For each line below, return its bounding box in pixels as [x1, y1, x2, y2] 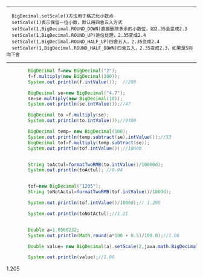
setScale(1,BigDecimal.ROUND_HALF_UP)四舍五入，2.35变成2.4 [11, 39, 160, 45]
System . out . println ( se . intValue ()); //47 [28, 101, 131, 107]
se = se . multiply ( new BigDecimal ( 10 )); [28, 95, 123, 101]
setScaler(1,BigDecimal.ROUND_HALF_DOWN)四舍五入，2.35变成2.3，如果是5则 [11, 45, 193, 51]
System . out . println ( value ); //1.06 [28, 254, 115, 260]
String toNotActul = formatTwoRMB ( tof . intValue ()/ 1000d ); [28, 189, 172, 195]
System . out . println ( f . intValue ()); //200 [28, 79, 137, 85]
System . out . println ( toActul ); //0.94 [28, 167, 123, 173]
